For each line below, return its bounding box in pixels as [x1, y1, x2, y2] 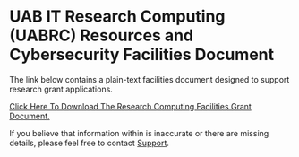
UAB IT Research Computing [9, 6, 226, 27]
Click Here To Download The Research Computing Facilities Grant [9, 100, 252, 111]
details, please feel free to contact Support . [9, 137, 170, 148]
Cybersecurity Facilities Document [9, 45, 275, 65]
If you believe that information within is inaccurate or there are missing [9, 127, 269, 138]
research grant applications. [9, 83, 114, 94]
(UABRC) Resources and [9, 25, 194, 46]
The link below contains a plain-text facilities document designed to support [9, 74, 290, 84]
